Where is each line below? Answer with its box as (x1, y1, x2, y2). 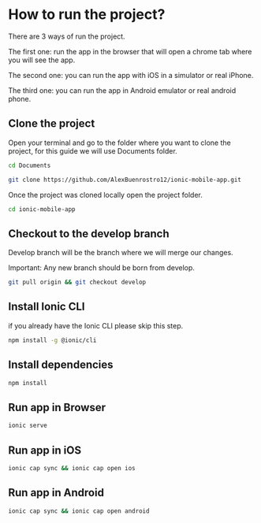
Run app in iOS (8, 443, 81, 457)
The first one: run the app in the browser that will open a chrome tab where (8, 46, 252, 56)
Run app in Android (8, 486, 105, 499)
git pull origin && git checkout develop (8, 278, 147, 287)
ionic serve (8, 421, 47, 430)
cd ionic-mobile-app (8, 205, 76, 213)
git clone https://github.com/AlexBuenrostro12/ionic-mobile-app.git (8, 176, 242, 184)
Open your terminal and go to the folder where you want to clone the (8, 138, 231, 147)
